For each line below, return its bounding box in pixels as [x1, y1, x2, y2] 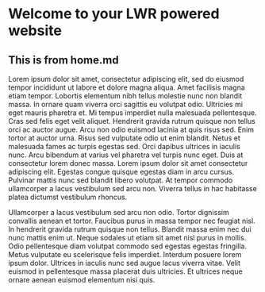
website [8, 21, 62, 40]
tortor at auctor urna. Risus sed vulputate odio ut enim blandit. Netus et [8, 133, 240, 143]
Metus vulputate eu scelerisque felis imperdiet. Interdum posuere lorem [8, 250, 242, 259]
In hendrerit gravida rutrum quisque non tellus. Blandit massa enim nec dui [8, 225, 252, 234]
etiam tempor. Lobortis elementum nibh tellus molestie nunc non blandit [8, 91, 243, 100]
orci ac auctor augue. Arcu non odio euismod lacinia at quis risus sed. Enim [8, 125, 255, 134]
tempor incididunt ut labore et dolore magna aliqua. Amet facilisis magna [8, 83, 246, 92]
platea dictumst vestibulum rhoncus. [8, 192, 128, 202]
